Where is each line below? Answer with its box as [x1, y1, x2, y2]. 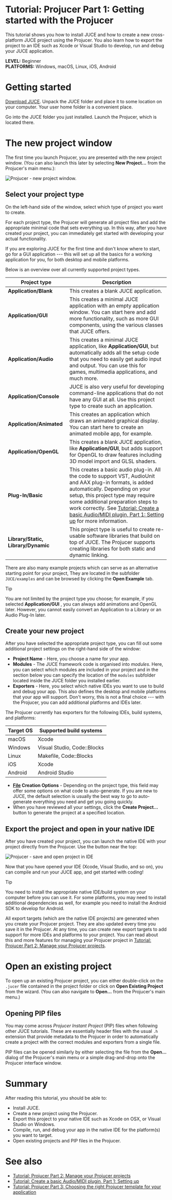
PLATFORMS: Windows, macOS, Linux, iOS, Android [5, 63, 116, 69]
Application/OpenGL [8, 448, 59, 455]
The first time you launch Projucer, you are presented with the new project [5, 154, 162, 160]
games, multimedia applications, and [69, 368, 158, 375]
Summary [5, 1078, 48, 1089]
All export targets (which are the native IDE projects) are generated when [5, 915, 160, 921]
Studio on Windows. [12, 1121, 55, 1127]
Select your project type [5, 190, 84, 199]
